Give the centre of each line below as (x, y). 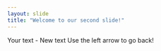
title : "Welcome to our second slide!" (66, 20)
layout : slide (28, 14)
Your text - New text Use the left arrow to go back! (80, 40)
